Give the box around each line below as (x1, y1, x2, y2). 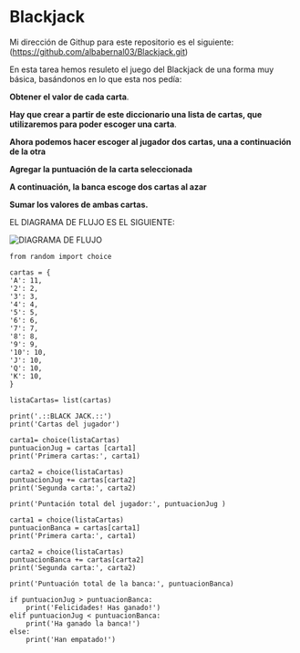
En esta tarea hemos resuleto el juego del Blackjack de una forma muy (9, 64, 274, 75)
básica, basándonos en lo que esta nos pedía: (9, 73, 182, 84)
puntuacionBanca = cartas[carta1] (9, 523, 141, 533)
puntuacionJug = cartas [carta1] (9, 443, 137, 452)
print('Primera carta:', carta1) (9, 531, 137, 540)
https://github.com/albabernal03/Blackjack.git (12, 46, 185, 57)
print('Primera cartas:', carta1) (9, 451, 141, 461)
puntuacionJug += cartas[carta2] (9, 475, 137, 484)
